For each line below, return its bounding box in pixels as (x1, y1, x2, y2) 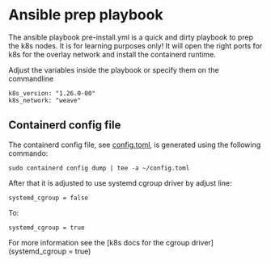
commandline (8, 73, 54, 83)
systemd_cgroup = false (8, 194, 89, 202)
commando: (8, 148, 49, 158)
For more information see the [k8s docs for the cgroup (8, 237, 190, 247)
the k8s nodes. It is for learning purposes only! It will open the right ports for (8, 40, 263, 50)
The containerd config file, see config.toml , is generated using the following (8, 140, 261, 149)
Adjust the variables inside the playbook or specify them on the (8, 65, 220, 74)
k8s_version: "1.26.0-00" (8, 89, 95, 98)
